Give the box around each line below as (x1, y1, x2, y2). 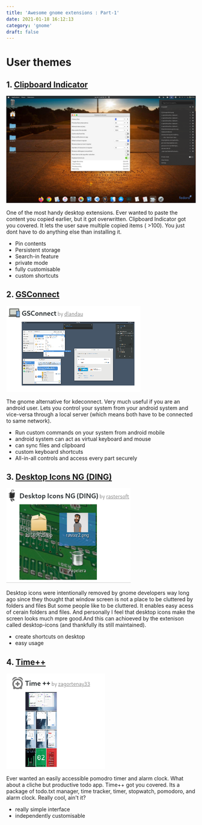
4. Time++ (6, 657, 46, 667)
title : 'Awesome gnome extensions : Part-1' (6, 10, 120, 16)
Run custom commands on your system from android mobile (14, 428, 165, 436)
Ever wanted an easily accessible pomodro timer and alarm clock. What (6, 775, 184, 782)
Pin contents (14, 240, 46, 247)
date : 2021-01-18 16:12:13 (6, 16, 74, 22)
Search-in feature (14, 252, 59, 260)
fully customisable (14, 266, 61, 273)
